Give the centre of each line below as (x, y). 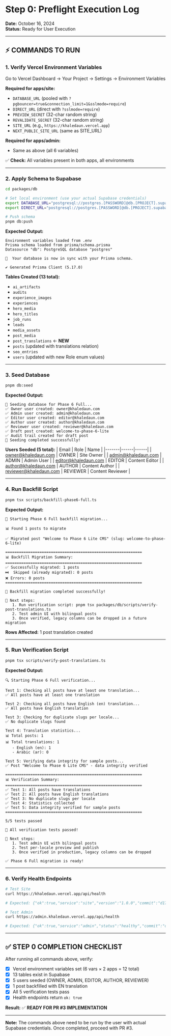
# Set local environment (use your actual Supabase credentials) (76, 198)
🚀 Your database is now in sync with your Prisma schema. (69, 259)
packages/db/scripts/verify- (127, 605)
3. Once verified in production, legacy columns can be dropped (82, 852)
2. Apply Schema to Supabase (43, 178)
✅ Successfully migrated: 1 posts (42, 567)
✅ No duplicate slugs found (36, 721)
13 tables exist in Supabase (41, 975)
